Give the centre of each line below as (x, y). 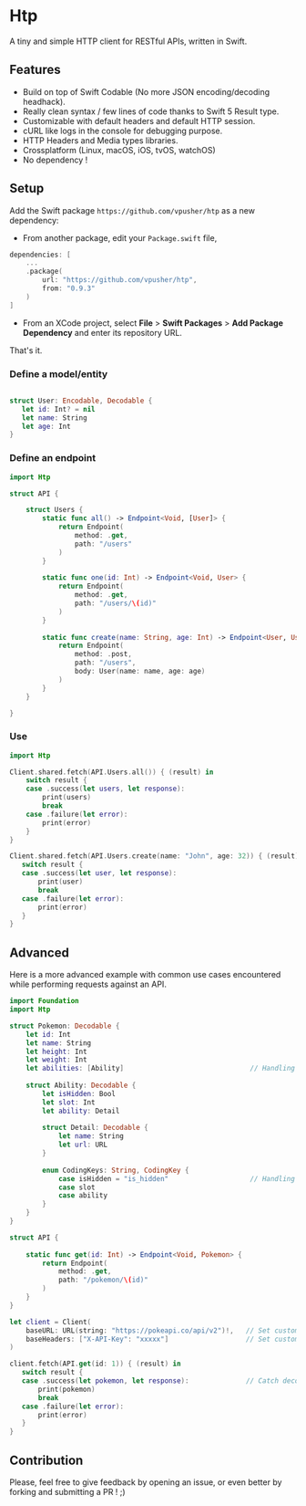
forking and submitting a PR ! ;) (67, 1491)
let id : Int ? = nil (58, 409)
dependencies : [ (40, 255)
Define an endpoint (53, 458)
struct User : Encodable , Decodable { (81, 401)
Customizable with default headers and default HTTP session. (139, 120)
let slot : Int (69, 1102)
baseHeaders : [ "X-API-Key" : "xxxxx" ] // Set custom (163, 1339)
